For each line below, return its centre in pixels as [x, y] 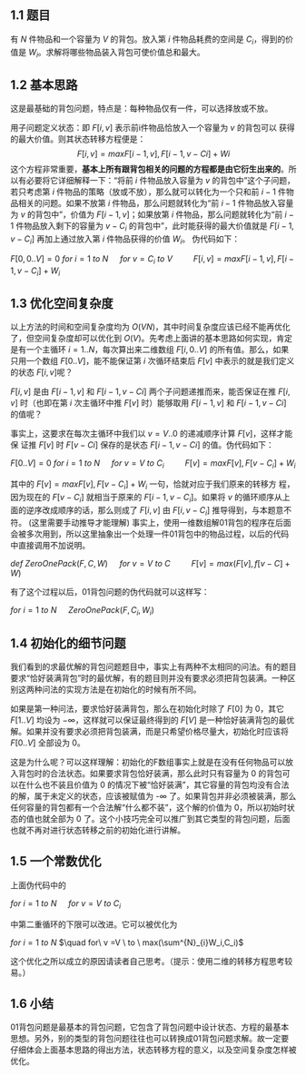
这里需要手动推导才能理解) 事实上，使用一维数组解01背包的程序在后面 [161, 523]
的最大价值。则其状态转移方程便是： [78, 139]
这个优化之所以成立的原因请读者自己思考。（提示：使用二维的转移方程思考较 [152, 961]
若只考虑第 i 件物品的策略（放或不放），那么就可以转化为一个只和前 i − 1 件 [148, 192]
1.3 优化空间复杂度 [62, 303]
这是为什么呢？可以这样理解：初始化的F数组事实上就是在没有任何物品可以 [148, 762]
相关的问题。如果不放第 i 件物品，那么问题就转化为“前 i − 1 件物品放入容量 [156, 203]
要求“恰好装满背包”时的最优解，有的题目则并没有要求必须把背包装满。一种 [149, 678]
